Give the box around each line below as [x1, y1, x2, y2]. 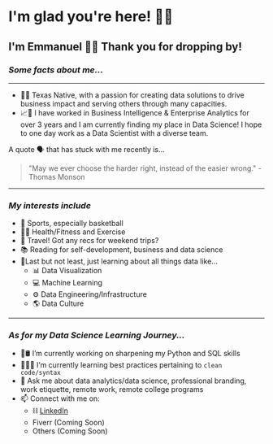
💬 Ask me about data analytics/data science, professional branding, [19, 376, 247, 385]
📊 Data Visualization [32, 266, 102, 276]
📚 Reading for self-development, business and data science [19, 245, 223, 255]
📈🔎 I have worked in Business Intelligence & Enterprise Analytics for [19, 107, 249, 117]
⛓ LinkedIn [32, 406, 69, 416]
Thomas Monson [28, 172, 85, 181]
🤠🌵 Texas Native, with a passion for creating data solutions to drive [19, 89, 245, 100]
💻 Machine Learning [32, 278, 103, 288]
